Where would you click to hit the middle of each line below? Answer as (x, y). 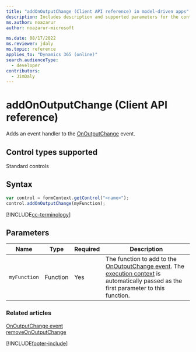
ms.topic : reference (31, 49)
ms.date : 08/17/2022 (31, 39)
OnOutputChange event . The (145, 266)
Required (87, 249)
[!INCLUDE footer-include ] (37, 343)
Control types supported (52, 152)
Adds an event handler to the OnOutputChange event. (71, 134)
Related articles (29, 313)
